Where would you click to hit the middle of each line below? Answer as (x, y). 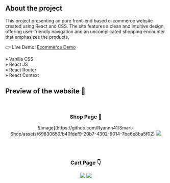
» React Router (21, 70)
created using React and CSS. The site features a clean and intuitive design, (85, 26)
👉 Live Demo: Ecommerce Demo (41, 47)
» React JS (17, 64)
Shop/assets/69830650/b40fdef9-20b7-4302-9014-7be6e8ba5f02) (83, 134)
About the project (34, 8)
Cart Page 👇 (86, 163)
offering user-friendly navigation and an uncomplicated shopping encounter (85, 31)
